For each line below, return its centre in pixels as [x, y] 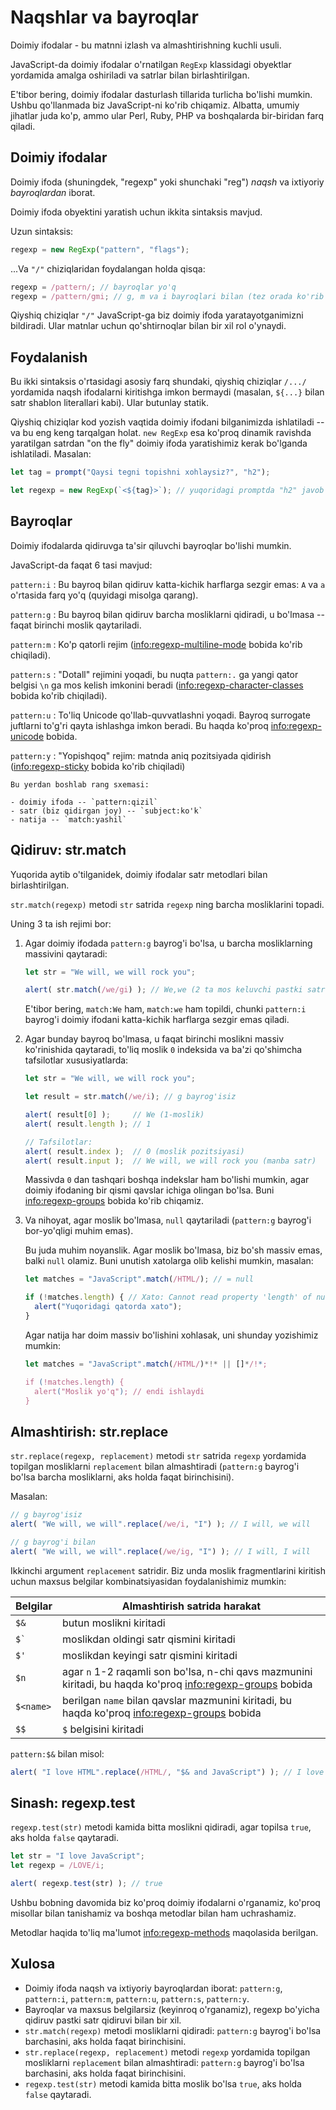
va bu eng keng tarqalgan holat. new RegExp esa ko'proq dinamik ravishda [161, 433]
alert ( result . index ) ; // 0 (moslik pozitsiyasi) [134, 1151]
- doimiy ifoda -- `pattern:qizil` [84, 802]
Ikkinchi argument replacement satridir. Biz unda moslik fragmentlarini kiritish [168, 1570]
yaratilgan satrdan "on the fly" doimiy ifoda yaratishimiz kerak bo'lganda [159, 443]
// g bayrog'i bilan [53, 1542]
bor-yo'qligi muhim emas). [79, 1231]
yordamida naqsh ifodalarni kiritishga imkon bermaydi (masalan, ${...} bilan [167, 392]
